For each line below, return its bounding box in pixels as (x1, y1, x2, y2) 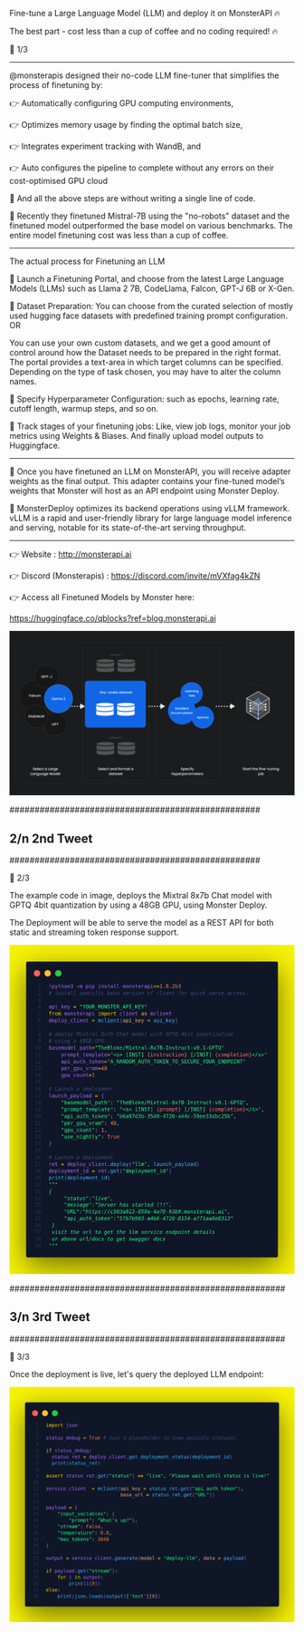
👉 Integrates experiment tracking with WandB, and (9, 141, 202, 151)
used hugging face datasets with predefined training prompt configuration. (9, 310, 288, 321)
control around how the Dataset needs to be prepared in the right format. (9, 347, 281, 357)
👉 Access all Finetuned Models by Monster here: (9, 592, 195, 602)
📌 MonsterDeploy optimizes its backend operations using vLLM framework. (9, 503, 290, 513)
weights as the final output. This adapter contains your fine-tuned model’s (9, 476, 285, 486)
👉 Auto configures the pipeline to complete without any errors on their (9, 162, 274, 173)
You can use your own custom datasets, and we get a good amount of (9, 337, 271, 348)
